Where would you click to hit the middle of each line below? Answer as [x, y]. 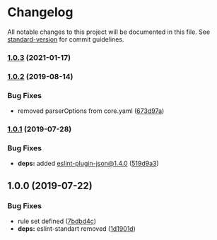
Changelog [40, 12]
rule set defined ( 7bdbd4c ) [57, 221]
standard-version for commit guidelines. [66, 39]
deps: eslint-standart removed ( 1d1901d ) [77, 228]
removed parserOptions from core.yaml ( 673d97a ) [91, 111]
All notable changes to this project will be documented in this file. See [109, 32]
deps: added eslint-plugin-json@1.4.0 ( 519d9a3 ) [88, 164]
